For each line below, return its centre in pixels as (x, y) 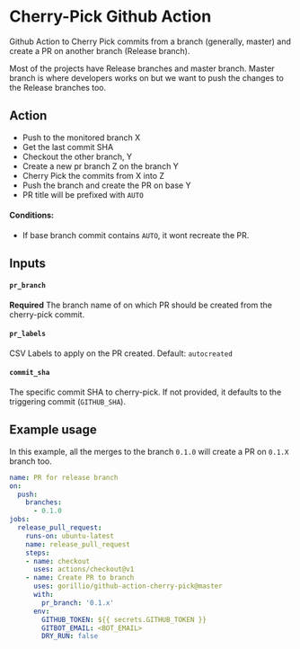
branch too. (31, 461)
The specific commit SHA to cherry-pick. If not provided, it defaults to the (146, 392)
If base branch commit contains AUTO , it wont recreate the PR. (136, 235)
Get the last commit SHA (68, 147)
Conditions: (32, 215)
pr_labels (28, 334)
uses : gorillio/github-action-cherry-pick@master (128, 586)
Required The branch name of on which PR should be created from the (141, 305)
